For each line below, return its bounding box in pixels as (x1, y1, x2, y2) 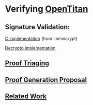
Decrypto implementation (5, 45, 56, 51)
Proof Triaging (5, 59, 49, 68)
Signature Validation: (5, 23, 70, 31)
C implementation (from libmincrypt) (5, 35, 77, 41)
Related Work (5, 92, 47, 101)
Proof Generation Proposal (5, 75, 87, 84)
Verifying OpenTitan (5, 3, 89, 15)
